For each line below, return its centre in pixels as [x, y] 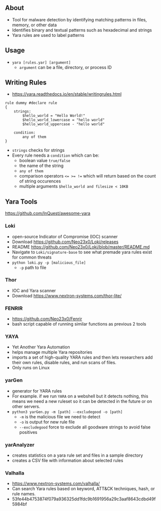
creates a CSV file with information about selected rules [67, 461]
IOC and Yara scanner [34, 290]
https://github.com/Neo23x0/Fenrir [47, 319]
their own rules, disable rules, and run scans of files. [64, 363]
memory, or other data [34, 25]
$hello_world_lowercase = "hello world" [64, 120]
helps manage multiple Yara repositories [52, 352]
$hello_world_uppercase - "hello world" [64, 124]
